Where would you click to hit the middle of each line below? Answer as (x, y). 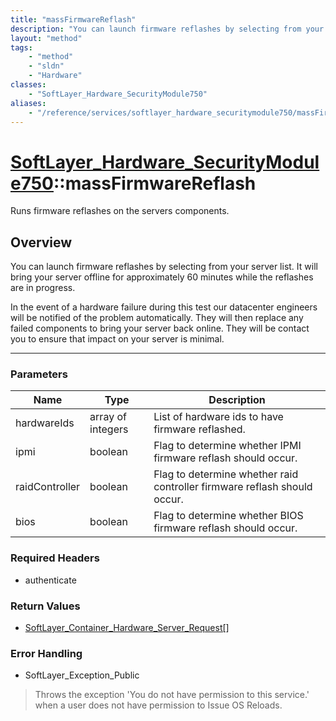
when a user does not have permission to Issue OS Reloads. (158, 705)
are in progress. (43, 288)
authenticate (50, 580)
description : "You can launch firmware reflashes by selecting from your (167, 29)
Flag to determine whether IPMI (227, 446)
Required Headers (55, 558)
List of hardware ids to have (218, 417)
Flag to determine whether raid (226, 474)
